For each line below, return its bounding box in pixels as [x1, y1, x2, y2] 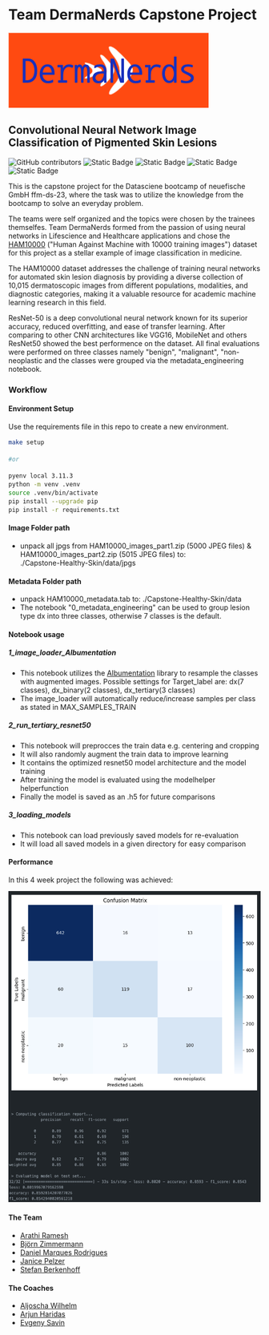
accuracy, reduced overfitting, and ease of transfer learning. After [8, 321, 226, 331]
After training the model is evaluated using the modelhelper [19, 775, 216, 784]
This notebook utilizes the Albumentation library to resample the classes [19, 667, 259, 678]
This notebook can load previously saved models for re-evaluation [19, 830, 239, 840]
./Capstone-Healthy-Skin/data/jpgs [19, 558, 136, 567]
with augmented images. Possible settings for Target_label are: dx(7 [19, 676, 244, 686]
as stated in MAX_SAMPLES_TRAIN [19, 702, 136, 712]
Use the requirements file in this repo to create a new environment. [8, 421, 229, 431]
